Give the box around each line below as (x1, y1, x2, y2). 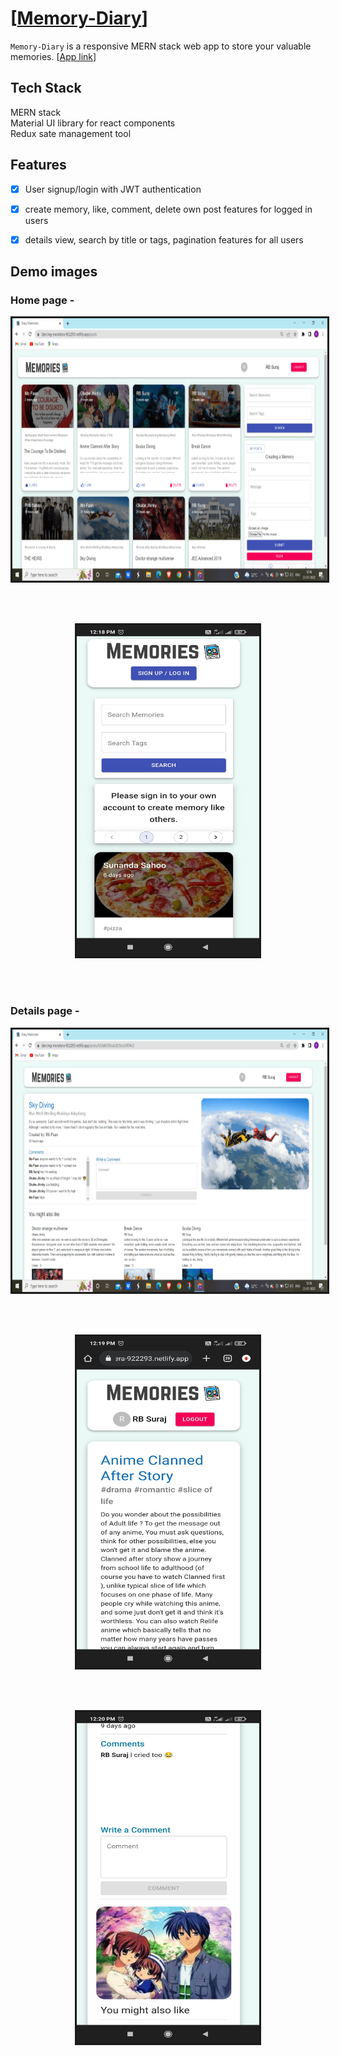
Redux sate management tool (10, 127, 132, 139)
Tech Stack (10, 80, 82, 97)
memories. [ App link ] (10, 50, 97, 62)
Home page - (10, 293, 75, 307)
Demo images (10, 263, 98, 281)
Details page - (10, 1004, 80, 1018)
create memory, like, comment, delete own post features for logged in (24, 203, 313, 215)
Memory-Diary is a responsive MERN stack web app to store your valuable (10, 40, 312, 52)
